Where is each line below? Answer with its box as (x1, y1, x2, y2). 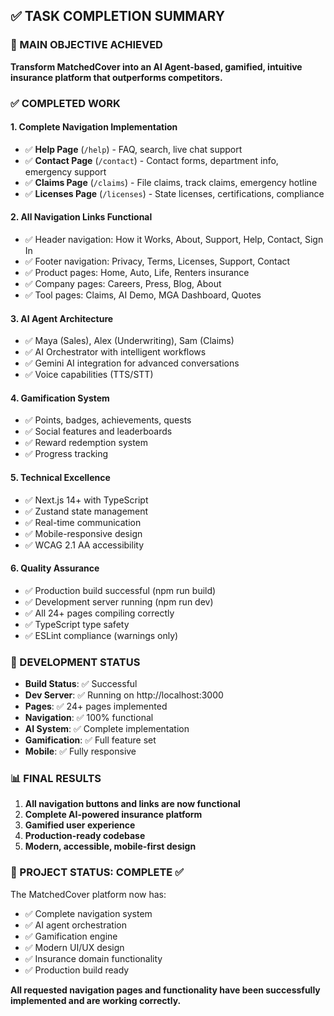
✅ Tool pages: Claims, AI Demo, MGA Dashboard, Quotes (24, 289, 262, 301)
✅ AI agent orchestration (24, 919, 127, 931)
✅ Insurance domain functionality (24, 952, 163, 964)
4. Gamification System (10, 392, 110, 404)
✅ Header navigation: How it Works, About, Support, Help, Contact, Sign (24, 234, 324, 246)
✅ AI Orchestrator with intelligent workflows (24, 346, 207, 358)
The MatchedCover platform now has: (10, 888, 167, 900)
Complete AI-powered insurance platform (24, 809, 203, 821)
